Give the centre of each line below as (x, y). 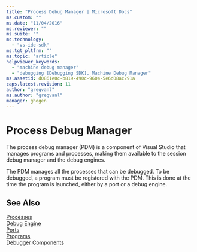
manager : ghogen (26, 101)
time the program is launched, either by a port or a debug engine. (87, 184)
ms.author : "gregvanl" (34, 95)
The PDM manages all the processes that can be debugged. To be (88, 171)
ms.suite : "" (22, 34)
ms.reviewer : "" (26, 28)
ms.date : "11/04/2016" (34, 23)
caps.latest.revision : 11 (38, 84)
